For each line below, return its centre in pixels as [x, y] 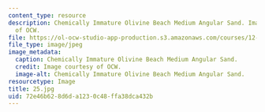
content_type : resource [47, 15]
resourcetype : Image [42, 81]
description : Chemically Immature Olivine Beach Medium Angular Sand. [127, 23]
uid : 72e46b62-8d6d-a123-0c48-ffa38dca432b [81, 96]
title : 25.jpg [32, 89]
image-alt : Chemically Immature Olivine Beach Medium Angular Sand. [130, 74]
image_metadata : [35, 52]
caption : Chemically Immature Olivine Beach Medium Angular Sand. [127, 60]
